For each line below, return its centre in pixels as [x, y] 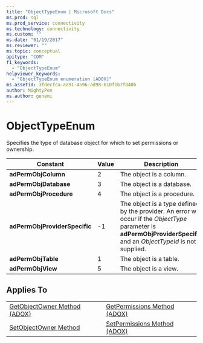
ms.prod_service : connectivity [46, 23]
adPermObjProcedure [41, 194]
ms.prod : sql [23, 18]
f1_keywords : [23, 62]
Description [161, 164]
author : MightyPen [29, 91]
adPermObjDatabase [40, 184]
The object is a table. [150, 258]
